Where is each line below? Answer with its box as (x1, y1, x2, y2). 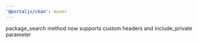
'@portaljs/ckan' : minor (5, 8, 67, 15)
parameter (5, 31, 32, 38)
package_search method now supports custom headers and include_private (5, 25, 193, 32)
